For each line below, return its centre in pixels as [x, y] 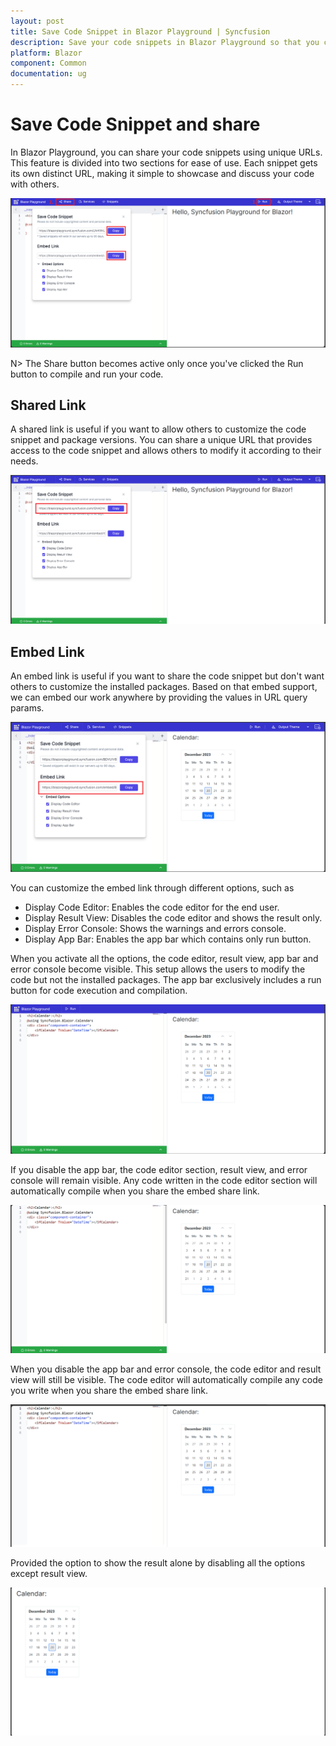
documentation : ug [48, 74]
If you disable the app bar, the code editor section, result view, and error [159, 1169]
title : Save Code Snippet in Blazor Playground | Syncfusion [140, 31]
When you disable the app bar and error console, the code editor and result [166, 1369]
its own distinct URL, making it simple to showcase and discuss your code [162, 173]
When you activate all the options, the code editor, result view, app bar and [164, 959]
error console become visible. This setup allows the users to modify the [158, 969]
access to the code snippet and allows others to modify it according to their [166, 451]
